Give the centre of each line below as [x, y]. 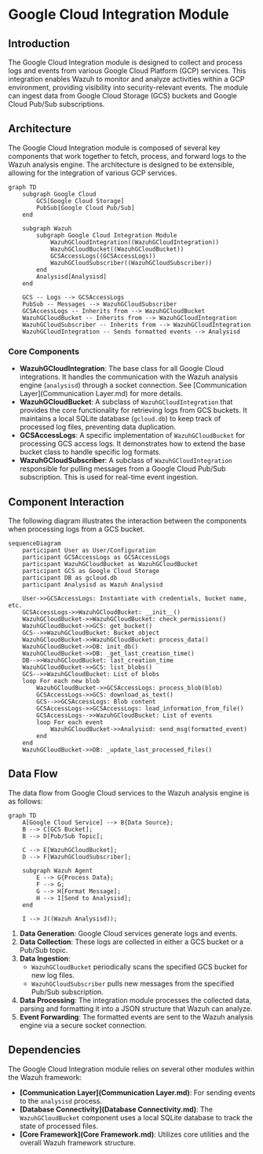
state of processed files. [58, 1126]
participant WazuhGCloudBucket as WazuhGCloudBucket [110, 564]
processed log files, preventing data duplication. [98, 427]
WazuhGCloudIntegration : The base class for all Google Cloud [122, 369]
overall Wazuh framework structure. [77, 1142]
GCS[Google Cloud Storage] [80, 201]
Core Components [44, 351]
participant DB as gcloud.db [70, 578]
